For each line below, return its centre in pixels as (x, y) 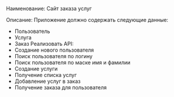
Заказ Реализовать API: (44, 44)
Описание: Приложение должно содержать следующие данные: (87, 20)
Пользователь (32, 31)
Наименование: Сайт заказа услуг (49, 9)
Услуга (23, 37)
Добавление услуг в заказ (47, 81)
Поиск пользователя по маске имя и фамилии (72, 62)
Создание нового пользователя (54, 50)
